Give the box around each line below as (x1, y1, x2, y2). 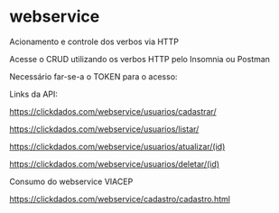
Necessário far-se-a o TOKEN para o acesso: (9, 70, 178, 82)
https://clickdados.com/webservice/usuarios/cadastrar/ (9, 106, 217, 116)
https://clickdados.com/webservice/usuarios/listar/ (9, 124, 200, 134)
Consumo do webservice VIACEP (9, 176, 134, 187)
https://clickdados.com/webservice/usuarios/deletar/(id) (9, 158, 219, 169)
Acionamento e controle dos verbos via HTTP (9, 36, 179, 47)
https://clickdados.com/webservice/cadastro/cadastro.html (9, 193, 230, 204)
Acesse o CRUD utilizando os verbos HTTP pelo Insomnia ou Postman (9, 53, 271, 64)
